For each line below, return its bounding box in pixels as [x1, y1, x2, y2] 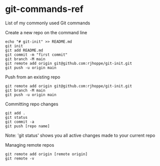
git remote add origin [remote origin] [5, 152, 88, 157]
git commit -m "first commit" [5, 52, 68, 57]
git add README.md [5, 48, 43, 53]
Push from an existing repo [5, 74, 61, 80]
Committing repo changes [5, 101, 59, 107]
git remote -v [5, 156, 35, 161]
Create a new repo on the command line [5, 29, 87, 35]
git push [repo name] [5, 123, 50, 129]
